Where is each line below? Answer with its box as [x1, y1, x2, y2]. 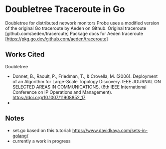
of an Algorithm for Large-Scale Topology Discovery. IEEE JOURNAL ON [12, 78, 161, 84]
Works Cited [5, 50, 45, 59]
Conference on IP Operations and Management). [12, 89, 113, 95]
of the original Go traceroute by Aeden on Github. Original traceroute [5, 25, 147, 31]
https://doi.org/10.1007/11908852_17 [12, 94, 86, 100]
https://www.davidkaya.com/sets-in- [72, 127, 148, 133]
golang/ [12, 133, 28, 139]
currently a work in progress [12, 138, 71, 144]
